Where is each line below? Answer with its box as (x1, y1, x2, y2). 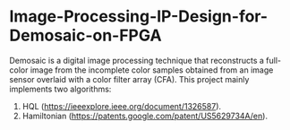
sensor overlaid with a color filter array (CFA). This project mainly (9, 74, 250, 84)
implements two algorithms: (9, 83, 112, 94)
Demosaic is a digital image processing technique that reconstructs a (9, 55, 264, 65)
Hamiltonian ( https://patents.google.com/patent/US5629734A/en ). (21, 110, 269, 121)
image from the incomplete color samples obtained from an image (30, 65, 274, 75)
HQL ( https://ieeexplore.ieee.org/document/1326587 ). (21, 100, 222, 111)
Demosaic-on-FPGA (9, 25, 163, 46)
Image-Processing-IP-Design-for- (9, 6, 269, 27)
